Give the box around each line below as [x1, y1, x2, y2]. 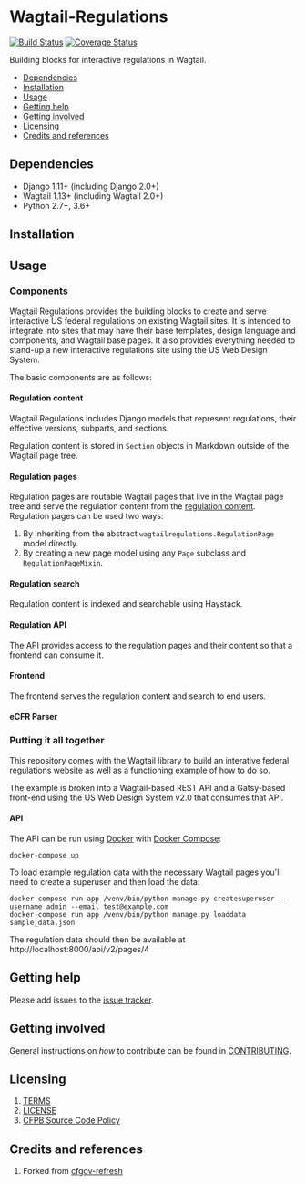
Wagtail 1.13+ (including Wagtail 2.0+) [22, 190, 164, 202]
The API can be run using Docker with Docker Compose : [9, 833, 221, 844]
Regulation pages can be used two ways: [9, 511, 164, 522]
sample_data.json [9, 918, 76, 927]
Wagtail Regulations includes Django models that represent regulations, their [9, 413, 297, 424]
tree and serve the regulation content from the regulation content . [9, 501, 257, 512]
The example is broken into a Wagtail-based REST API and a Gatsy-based [9, 782, 286, 793]
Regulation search [9, 577, 80, 589]
